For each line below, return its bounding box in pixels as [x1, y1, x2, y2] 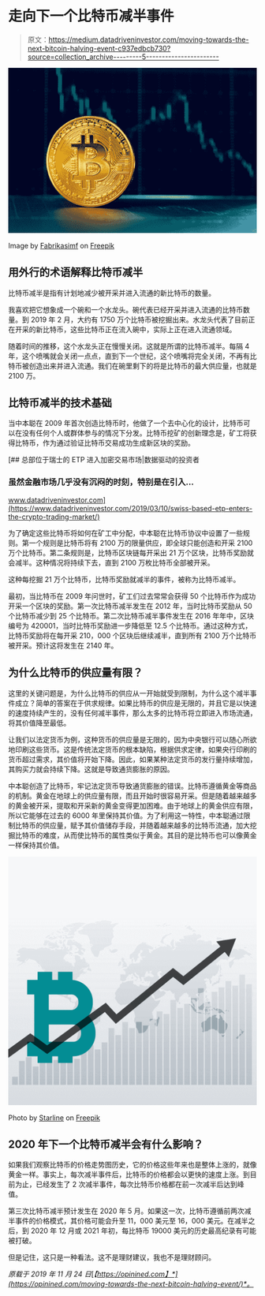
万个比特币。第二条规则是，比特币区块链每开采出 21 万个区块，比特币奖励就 [8, 547, 255, 557]
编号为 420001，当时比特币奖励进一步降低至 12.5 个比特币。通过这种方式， [8, 621, 252, 630]
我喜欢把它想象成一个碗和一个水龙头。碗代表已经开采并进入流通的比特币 [8, 304, 243, 314]
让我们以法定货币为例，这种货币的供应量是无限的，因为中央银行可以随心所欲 [8, 734, 257, 744]
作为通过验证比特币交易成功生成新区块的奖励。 [42, 439, 195, 448]
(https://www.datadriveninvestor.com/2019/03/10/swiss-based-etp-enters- [8, 503, 253, 513]
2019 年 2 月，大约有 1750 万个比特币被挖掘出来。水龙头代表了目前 [30, 315, 248, 324]
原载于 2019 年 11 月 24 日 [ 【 [8, 1269, 98, 1279]
